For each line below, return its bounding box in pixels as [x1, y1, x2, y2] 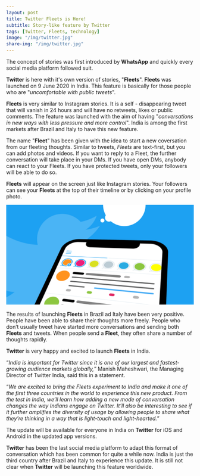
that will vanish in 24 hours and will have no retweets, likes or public [6, 107, 173, 113]
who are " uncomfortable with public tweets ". [6, 89, 116, 95]
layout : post [6, 10, 39, 15]
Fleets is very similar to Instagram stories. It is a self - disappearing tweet [6, 100, 186, 107]
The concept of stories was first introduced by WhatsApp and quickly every [6, 58, 193, 65]
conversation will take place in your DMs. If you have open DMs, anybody [6, 156, 186, 163]
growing [6, 365, 27, 372]
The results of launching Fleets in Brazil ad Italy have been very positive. [6, 310, 185, 318]
